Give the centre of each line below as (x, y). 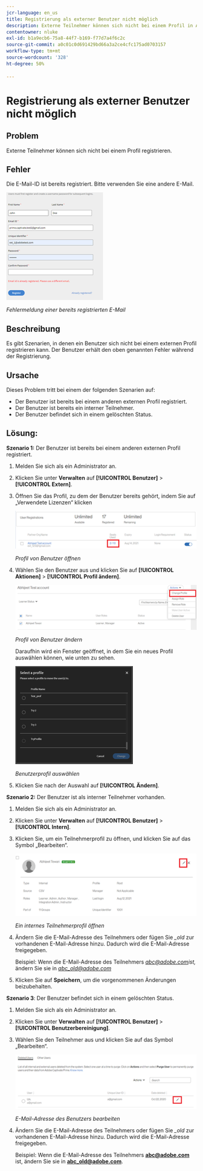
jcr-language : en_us (32, 13)
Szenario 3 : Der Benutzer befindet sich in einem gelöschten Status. (90, 998)
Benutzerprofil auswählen (47, 774)
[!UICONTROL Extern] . (43, 484)
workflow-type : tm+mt (34, 51)
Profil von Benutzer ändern (49, 640)
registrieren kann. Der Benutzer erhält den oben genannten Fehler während (100, 350)
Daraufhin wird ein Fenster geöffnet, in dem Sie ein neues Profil (94, 651)
